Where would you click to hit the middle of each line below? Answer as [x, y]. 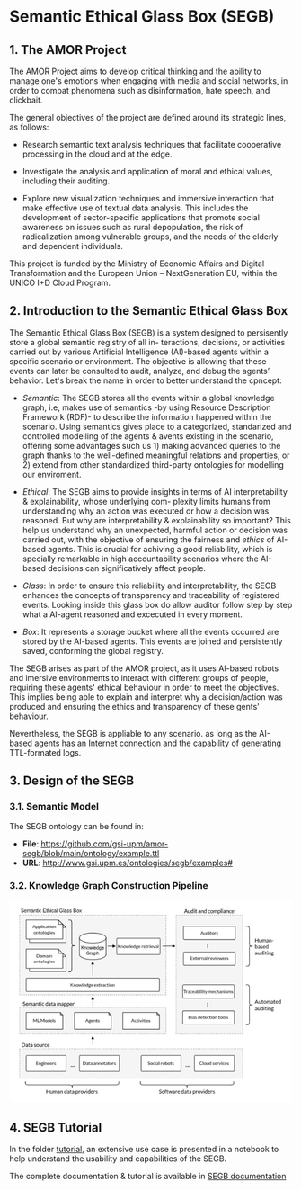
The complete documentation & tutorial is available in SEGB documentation [148, 1177]
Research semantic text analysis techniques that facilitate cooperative [152, 144]
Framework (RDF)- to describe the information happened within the [147, 416]
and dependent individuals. [73, 246]
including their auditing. [66, 181]
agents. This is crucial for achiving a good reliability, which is [160, 549]
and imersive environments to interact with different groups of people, [139, 677]
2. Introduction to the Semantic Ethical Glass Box [149, 311]
